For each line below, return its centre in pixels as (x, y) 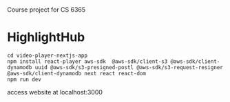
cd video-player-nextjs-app (48, 56)
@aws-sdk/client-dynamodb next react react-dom (77, 74)
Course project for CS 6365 (46, 10)
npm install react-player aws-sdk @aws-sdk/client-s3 (87, 62)
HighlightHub (46, 37)
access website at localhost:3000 (55, 92)
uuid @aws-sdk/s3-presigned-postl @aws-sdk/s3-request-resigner (129, 68)
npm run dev (24, 80)
